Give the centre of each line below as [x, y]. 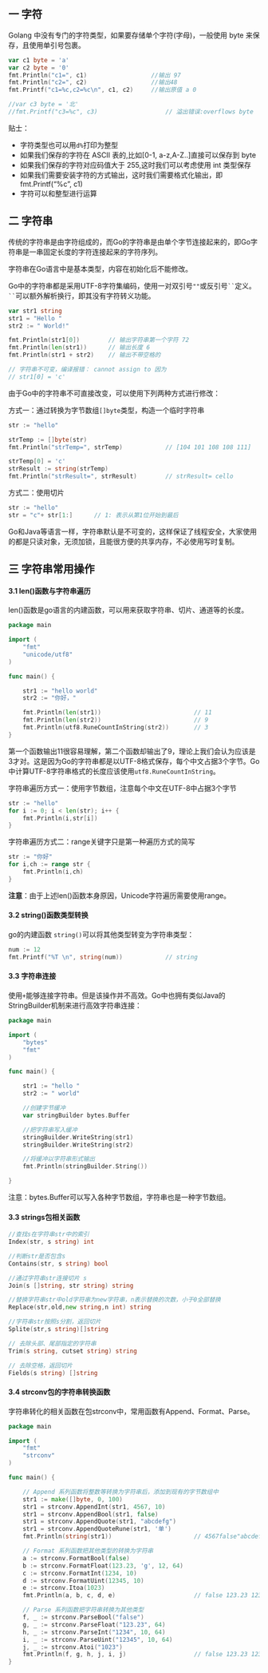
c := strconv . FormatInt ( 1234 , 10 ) [80, 1573]
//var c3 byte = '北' [43, 105]
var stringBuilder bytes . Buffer [76, 1115]
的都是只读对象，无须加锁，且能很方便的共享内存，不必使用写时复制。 [124, 541]
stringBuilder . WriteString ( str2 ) [78, 1145]
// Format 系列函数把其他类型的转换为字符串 [88, 1551]
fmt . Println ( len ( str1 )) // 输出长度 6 [79, 348]
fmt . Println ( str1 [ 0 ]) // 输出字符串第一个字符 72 [99, 340]
